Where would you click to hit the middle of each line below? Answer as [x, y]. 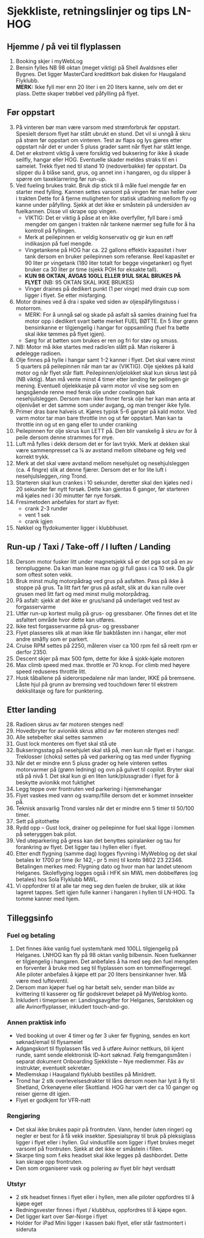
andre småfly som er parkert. [52, 639]
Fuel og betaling [31, 935]
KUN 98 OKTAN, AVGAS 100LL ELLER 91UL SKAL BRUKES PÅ [103, 275]
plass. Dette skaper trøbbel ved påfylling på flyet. [77, 93]
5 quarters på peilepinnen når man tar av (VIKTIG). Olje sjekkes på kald [104, 366]
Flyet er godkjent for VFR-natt [53, 1100]
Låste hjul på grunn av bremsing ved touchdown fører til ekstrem [97, 684]
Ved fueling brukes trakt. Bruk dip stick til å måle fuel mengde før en [101, 185]
